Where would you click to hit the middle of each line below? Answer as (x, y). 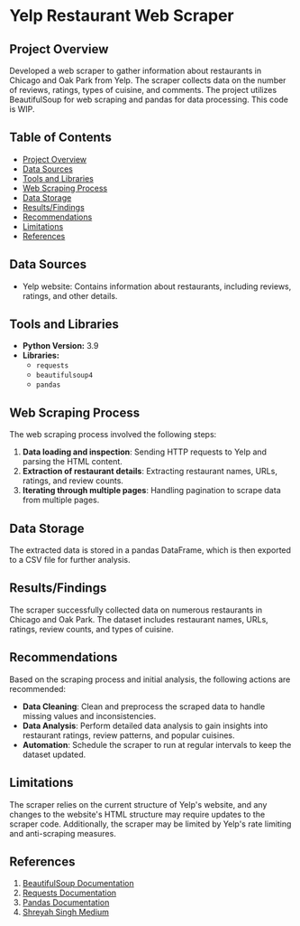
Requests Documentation (69, 893)
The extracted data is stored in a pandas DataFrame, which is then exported (150, 550)
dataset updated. (54, 754)
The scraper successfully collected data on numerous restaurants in (136, 610)
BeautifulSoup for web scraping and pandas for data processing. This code (149, 99)
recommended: (37, 688)
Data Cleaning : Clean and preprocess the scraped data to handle (144, 706)
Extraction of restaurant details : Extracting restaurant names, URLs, (150, 472)
